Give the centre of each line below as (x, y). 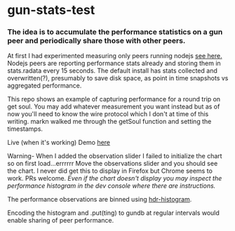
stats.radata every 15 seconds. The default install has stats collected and (112, 71)
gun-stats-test (51, 10)
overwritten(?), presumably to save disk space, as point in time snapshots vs (118, 78)
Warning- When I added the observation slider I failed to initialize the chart (115, 156)
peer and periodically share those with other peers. (96, 41)
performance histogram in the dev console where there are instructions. (112, 186)
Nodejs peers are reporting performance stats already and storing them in (114, 63)
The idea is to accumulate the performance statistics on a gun (115, 32)
